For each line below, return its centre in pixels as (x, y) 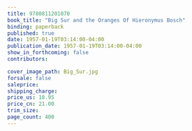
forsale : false (29, 78)
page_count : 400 (31, 117)
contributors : (28, 59)
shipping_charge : (32, 91)
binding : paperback (36, 26)
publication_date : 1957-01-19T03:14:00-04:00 (74, 46)
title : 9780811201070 (39, 14)
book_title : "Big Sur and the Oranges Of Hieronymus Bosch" (97, 20)
